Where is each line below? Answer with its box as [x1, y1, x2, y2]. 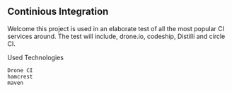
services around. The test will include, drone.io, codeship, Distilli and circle [7, 32, 226, 40]
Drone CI [7, 67, 33, 74]
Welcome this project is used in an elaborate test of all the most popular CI [7, 24, 225, 33]
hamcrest [7, 73, 33, 80]
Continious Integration [7, 6, 109, 18]
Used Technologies [7, 53, 64, 62]
